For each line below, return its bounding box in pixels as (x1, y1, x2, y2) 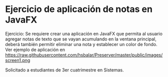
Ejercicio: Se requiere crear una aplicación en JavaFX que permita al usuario (5, 30, 162, 36)
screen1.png (5, 57, 30, 63)
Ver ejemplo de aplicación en (5, 46, 65, 52)
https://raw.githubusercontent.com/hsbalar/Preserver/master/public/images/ (5, 51, 163, 58)
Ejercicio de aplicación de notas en (5, 3, 152, 15)
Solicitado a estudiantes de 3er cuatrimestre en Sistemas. (5, 66, 124, 73)
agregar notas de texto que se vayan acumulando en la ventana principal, (5, 36, 156, 42)
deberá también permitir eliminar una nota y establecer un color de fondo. (5, 41, 157, 47)
